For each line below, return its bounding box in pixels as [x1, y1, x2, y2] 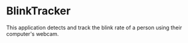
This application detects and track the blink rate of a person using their [6, 24, 183, 31]
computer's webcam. [6, 30, 59, 37]
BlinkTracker [6, 4, 71, 18]
